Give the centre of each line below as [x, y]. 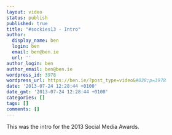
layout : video [25, 12]
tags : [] [18, 103]
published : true [27, 23]
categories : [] [26, 98]
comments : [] [23, 109]
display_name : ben [36, 40]
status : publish [27, 18]
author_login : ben [30, 63]
